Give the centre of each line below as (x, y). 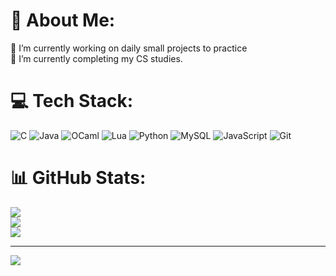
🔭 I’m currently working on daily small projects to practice (129, 48)
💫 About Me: (63, 20)
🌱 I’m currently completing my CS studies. (96, 58)
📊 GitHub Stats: (78, 178)
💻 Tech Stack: (72, 101)
